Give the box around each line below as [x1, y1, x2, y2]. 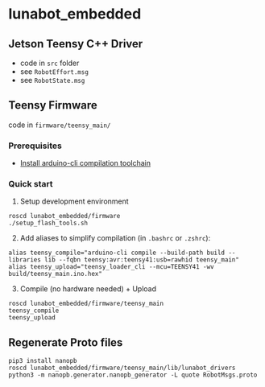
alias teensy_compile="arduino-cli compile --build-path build [8, 249, 226, 257]
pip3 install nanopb [8, 357, 78, 365]
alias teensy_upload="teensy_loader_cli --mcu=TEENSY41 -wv [8, 263, 215, 271]
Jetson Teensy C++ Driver [8, 37, 143, 51]
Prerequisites [8, 140, 62, 151]
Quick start [8, 179, 54, 190]
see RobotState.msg [19, 76, 85, 84]
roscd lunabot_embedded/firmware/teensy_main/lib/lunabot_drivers [8, 364, 236, 373]
